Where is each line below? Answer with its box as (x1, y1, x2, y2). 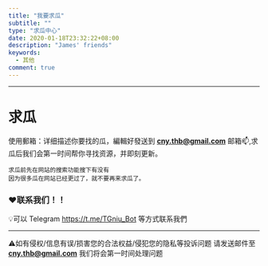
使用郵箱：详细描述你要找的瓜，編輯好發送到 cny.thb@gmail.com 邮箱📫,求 (8, 136, 258, 145)
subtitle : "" (8, 19, 52, 27)
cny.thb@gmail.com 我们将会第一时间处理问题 (8, 248, 164, 258)
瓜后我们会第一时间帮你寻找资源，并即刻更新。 (8, 149, 162, 158)
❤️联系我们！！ (8, 194, 66, 205)
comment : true (8, 64, 56, 72)
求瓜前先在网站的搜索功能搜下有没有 (8, 165, 110, 174)
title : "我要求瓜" (8, 11, 65, 20)
